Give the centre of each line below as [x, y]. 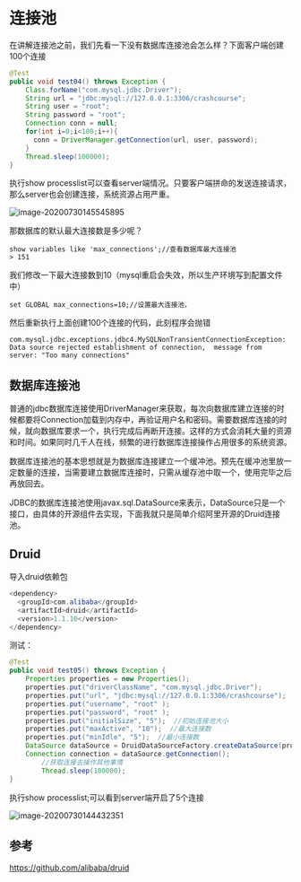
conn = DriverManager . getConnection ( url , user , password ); [145, 140]
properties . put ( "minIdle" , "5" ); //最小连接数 [112, 738]
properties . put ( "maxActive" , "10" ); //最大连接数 [119, 729]
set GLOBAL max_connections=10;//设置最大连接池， [100, 305]
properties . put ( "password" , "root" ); [98, 712]
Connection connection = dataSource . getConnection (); [128, 755]
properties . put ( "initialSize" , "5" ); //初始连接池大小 [127, 720]
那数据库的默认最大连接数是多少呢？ [76, 231]
